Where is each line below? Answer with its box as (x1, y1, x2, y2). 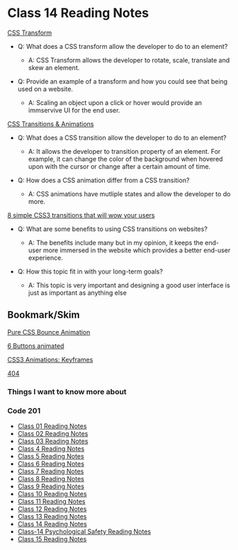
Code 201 (7, 405, 41, 415)
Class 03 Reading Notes (17, 437, 89, 445)
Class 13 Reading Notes (17, 512, 87, 520)
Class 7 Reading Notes (17, 466, 84, 476)
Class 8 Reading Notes (17, 474, 85, 483)
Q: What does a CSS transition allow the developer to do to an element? (17, 133, 227, 142)
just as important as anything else (28, 288, 127, 297)
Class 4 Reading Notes (17, 444, 85, 453)
